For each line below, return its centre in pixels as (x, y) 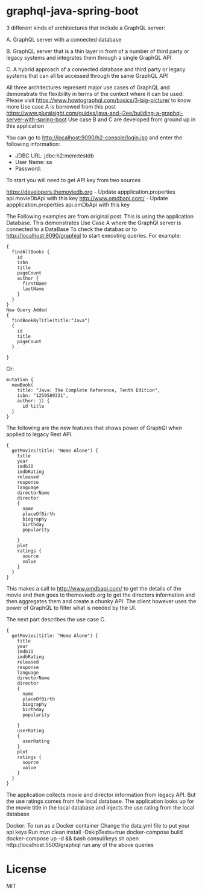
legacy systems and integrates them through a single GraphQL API (89, 57)
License (27, 869)
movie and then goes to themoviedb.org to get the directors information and (101, 595)
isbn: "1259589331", (43, 395)
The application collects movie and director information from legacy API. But (101, 794)
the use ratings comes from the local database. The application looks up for (100, 801)
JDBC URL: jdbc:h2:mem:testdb (55, 156)
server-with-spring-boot (37, 119)
